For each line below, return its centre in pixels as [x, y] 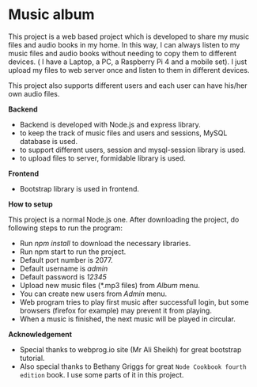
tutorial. [32, 358]
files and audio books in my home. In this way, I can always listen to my [124, 44]
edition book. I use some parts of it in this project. [102, 374]
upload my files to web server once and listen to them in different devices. [129, 70]
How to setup [30, 204]
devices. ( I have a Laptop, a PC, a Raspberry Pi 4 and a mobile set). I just [128, 62]
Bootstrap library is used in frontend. [79, 188]
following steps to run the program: [66, 228]
